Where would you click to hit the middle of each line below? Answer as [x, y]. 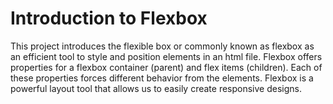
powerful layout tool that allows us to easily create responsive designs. [156, 88]
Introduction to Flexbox [109, 18]
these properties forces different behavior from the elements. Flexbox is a [162, 78]
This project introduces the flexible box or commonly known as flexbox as [162, 46]
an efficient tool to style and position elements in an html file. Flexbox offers [166, 56]
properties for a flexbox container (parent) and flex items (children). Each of [166, 67]
